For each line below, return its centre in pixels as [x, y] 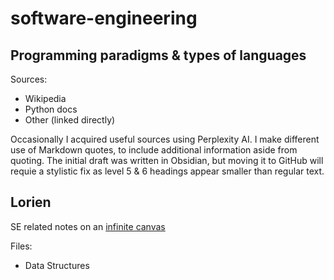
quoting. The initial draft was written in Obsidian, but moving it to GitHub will [167, 160]
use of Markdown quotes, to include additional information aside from [154, 150]
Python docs [51, 109]
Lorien [31, 202]
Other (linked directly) [70, 120]
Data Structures [57, 265]
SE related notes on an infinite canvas [88, 226]
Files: [21, 246]
